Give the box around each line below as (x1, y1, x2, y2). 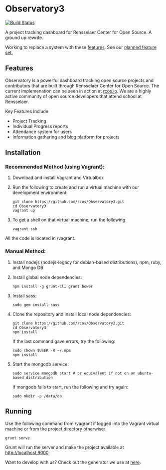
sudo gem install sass (12, 302, 60, 307)
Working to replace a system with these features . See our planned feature (5, 44, 157, 50)
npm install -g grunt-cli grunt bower (12, 283, 93, 289)
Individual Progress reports (12, 123, 68, 129)
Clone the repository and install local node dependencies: (12, 311, 131, 317)
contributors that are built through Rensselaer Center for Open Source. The (5, 82, 160, 88)
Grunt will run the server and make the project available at (5, 444, 124, 450)
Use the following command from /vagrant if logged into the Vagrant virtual (5, 420, 160, 426)
